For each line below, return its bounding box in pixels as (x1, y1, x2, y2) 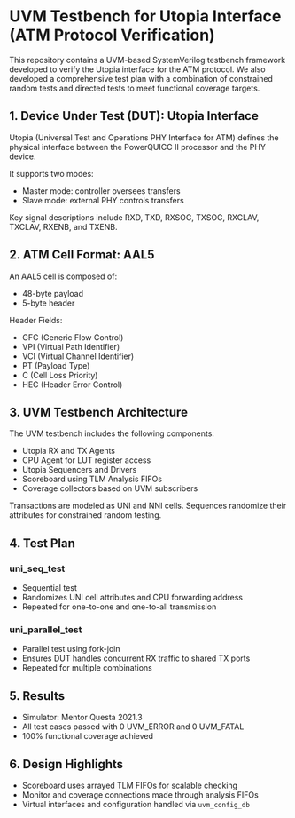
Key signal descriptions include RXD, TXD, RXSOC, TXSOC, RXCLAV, (9, 211, 260, 223)
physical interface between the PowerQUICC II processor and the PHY (9, 141, 266, 152)
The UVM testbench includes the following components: (9, 428, 215, 439)
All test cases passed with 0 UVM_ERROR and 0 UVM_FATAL (21, 721, 245, 732)
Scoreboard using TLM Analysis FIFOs (21, 473, 162, 485)
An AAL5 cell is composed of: (9, 271, 118, 282)
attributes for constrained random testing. (9, 510, 162, 520)
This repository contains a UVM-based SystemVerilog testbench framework (9, 54, 286, 65)
